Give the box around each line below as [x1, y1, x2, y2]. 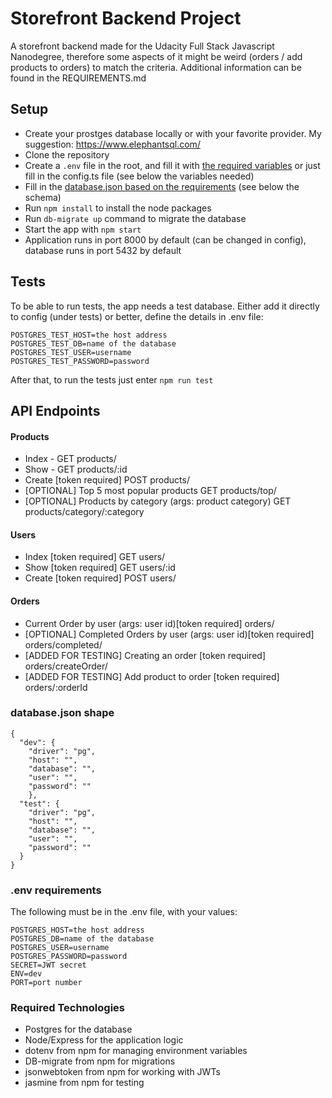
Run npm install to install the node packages [24, 202, 212, 214]
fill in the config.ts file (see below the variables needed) [24, 170, 255, 182]
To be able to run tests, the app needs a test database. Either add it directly [10, 300, 320, 312]
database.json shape [10, 706, 115, 720]
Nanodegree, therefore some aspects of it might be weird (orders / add [10, 50, 303, 62]
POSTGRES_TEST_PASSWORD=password [10, 356, 150, 366]
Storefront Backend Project [10, 7, 242, 30]
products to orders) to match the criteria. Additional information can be [10, 61, 302, 73]
